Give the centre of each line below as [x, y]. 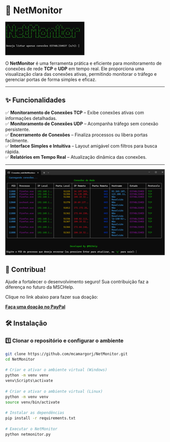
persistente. [18, 129]
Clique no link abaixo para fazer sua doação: [52, 297]
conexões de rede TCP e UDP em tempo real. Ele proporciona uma [75, 69]
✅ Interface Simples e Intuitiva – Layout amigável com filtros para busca [81, 146]
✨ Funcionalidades [35, 100]
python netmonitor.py [28, 434]
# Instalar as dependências [35, 413]
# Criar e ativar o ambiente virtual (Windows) [56, 370]
